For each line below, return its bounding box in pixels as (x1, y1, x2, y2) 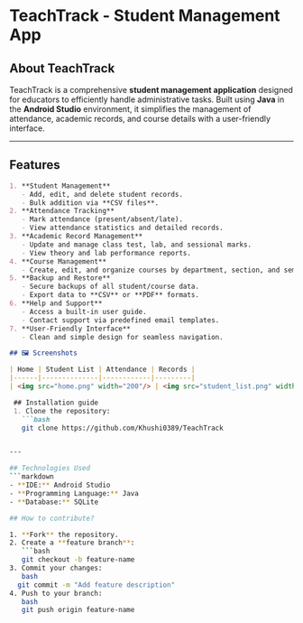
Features (9, 157, 60, 172)
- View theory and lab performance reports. (21, 248, 192, 257)
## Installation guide (13, 398, 99, 407)
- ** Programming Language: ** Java (9, 488, 140, 497)
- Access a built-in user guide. (21, 307, 147, 316)
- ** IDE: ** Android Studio (9, 480, 111, 490)
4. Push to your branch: (9, 589, 103, 598)
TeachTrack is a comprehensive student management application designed (9, 85, 293, 95)
